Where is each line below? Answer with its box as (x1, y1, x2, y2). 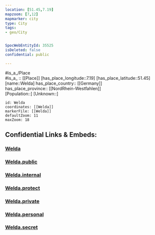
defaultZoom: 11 (5, 113, 38, 118)
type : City (5, 21, 27, 26)
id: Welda (5, 100, 26, 105)
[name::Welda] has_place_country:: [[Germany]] (5, 80, 103, 86)
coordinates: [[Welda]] (5, 104, 54, 109)
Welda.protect (5, 185, 40, 191)
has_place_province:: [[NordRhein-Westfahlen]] (5, 85, 102, 91)
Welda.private (5, 198, 40, 205)
